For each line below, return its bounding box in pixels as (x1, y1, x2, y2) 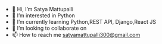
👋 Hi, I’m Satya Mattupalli (11, 6, 73, 12)
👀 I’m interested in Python (11, 12, 76, 19)
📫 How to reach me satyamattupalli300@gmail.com (11, 32, 141, 38)
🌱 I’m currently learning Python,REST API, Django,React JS (11, 18, 157, 25)
